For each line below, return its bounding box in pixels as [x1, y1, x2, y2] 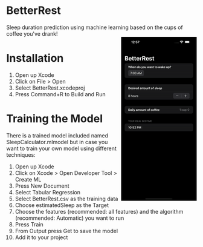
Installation [6, 51, 64, 65]
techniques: [6, 151, 36, 158]
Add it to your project [14, 234, 68, 241]
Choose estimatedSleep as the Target [14, 201, 109, 209]
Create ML [14, 176, 42, 183]
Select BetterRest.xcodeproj [14, 84, 85, 91]
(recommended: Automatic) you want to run [14, 214, 124, 222]
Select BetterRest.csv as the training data [14, 195, 118, 202]
